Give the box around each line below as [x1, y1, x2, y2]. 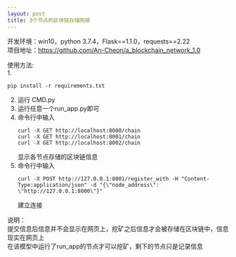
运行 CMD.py [17, 95, 55, 104]
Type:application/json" [17, 181, 88, 188]
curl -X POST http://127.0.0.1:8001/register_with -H [17, 175, 178, 183]
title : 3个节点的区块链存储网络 [7, 17, 91, 24]
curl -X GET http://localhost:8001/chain [17, 133, 140, 140]
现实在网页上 [7, 233, 44, 242]
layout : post [7, 10, 46, 18]
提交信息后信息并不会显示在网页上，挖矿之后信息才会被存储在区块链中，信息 [7, 224, 229, 232]
